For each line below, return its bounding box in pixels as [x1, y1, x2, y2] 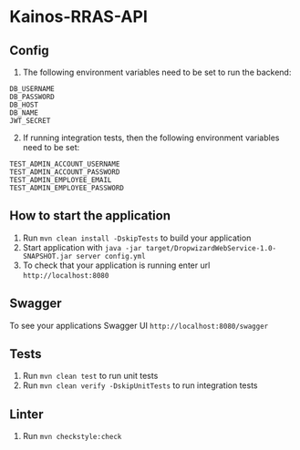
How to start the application [9, 208, 171, 224]
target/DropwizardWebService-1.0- [145, 243, 276, 252]
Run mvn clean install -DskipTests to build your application [22, 232, 252, 243]
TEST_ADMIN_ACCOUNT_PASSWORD [9, 168, 120, 177]
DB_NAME [9, 108, 39, 118]
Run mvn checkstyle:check [22, 431, 122, 442]
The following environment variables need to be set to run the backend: [22, 66, 292, 77]
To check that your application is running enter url [22, 260, 211, 271]
